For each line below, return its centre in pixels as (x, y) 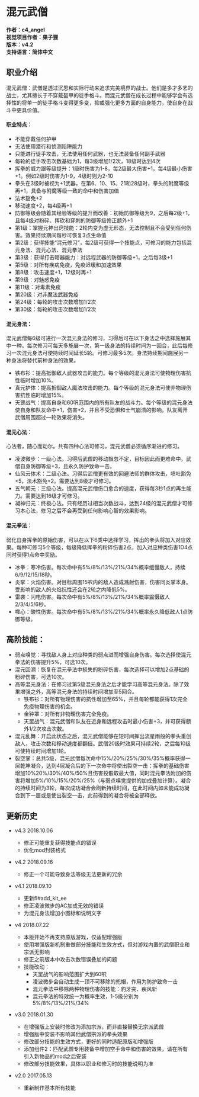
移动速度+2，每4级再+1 (43, 206)
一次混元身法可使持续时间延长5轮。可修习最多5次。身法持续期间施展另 (97, 353)
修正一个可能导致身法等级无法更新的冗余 (73, 874)
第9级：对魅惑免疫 (37, 280)
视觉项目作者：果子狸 (32, 37)
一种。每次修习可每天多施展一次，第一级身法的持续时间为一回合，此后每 (99, 346)
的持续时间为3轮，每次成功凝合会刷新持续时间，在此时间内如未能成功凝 (102, 788)
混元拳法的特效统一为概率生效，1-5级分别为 (86, 996)
